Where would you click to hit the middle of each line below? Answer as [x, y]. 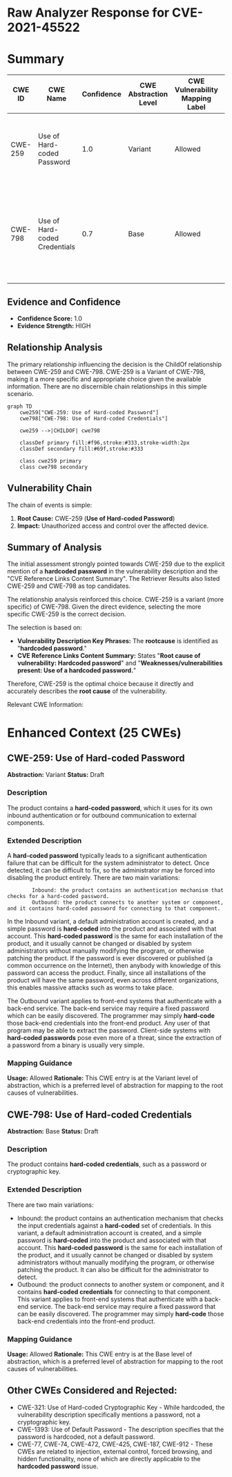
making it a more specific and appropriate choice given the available [104, 379]
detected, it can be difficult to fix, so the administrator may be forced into [111, 870]
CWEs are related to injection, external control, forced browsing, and [115, 1451]
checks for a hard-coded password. [58, 896]
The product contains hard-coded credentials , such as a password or [107, 1164]
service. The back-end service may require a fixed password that [123, 1306]
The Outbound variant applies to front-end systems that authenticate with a [115, 1001]
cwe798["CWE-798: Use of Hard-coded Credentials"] [94, 418]
